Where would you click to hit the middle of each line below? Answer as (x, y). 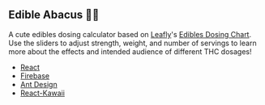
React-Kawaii (42, 93)
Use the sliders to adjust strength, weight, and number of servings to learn (132, 43)
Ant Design (39, 84)
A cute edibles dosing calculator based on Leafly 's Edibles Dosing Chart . (130, 34)
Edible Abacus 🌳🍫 (54, 15)
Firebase (35, 76)
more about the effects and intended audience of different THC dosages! (130, 51)
